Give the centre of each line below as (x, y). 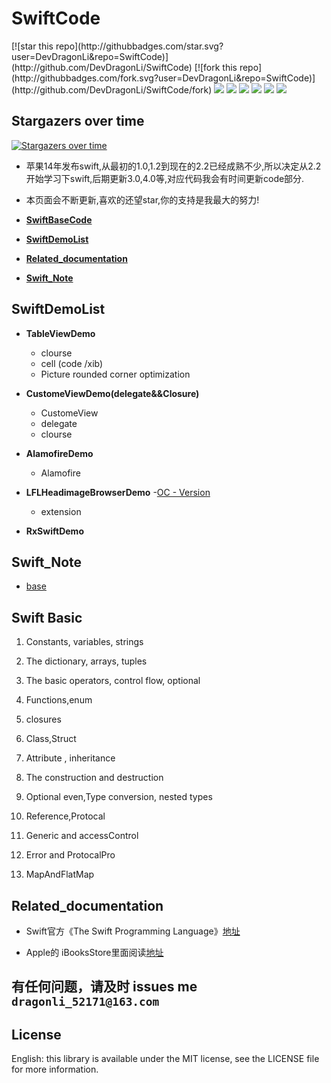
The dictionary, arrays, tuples (86, 661)
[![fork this (216, 67)
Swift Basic (47, 617)
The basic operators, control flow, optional (113, 681)
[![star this (32, 46)
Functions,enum (59, 700)
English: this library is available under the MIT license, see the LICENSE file (165, 1059)
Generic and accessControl (82, 836)
